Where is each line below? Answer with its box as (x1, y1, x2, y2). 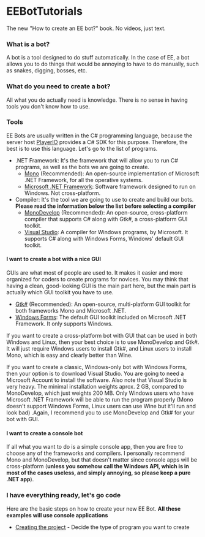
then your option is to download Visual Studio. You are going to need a (6, 370, 184, 378)
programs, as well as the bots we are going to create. (15, 163, 150, 170)
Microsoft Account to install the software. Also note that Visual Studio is (6, 376, 187, 384)
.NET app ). (6, 476, 34, 483)
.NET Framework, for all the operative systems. (24, 176, 143, 183)
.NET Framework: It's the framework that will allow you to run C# (15, 156, 179, 164)
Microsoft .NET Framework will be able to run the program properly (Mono (6, 396, 194, 403)
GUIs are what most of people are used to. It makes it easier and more (6, 269, 183, 276)
